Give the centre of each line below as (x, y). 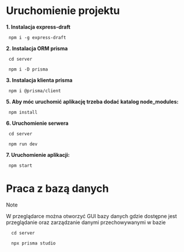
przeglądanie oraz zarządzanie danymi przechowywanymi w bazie (86, 222)
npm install (23, 112)
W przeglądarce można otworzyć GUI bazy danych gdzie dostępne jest (92, 216)
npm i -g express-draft (37, 37)
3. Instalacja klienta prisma (39, 80)
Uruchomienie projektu (63, 11)
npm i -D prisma (28, 69)
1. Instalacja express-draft (38, 27)
